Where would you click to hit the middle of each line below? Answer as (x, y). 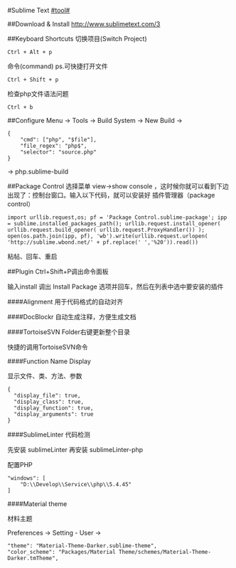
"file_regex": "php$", (54, 146)
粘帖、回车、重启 (32, 256)
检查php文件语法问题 (38, 94)
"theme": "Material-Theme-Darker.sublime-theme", (82, 546)
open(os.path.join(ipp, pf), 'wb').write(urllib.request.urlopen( (108, 236)
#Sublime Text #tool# (39, 10)
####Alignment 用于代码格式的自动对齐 (65, 302)
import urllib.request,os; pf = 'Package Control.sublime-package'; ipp (117, 218)
